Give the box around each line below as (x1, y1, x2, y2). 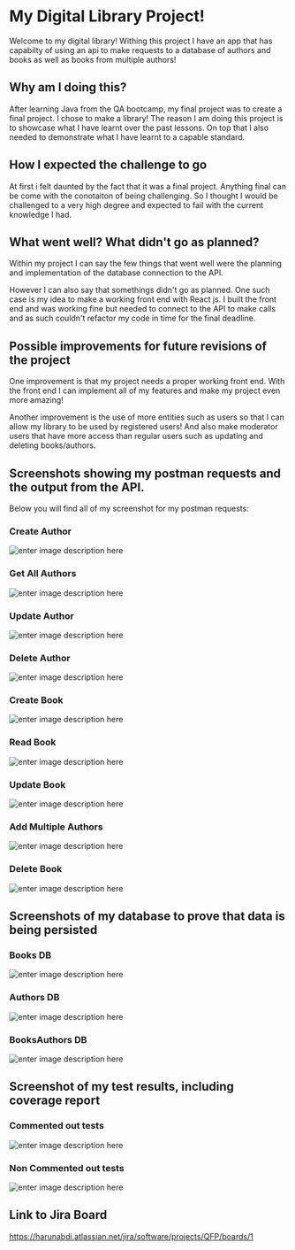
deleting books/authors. (9, 440, 96, 451)
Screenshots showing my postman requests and (9, 466, 281, 481)
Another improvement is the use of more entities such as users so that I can (9, 412, 284, 422)
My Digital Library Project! (9, 6, 205, 27)
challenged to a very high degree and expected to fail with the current (9, 199, 264, 210)
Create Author (9, 525, 72, 537)
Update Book (9, 778, 66, 791)
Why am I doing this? (9, 80, 127, 95)
